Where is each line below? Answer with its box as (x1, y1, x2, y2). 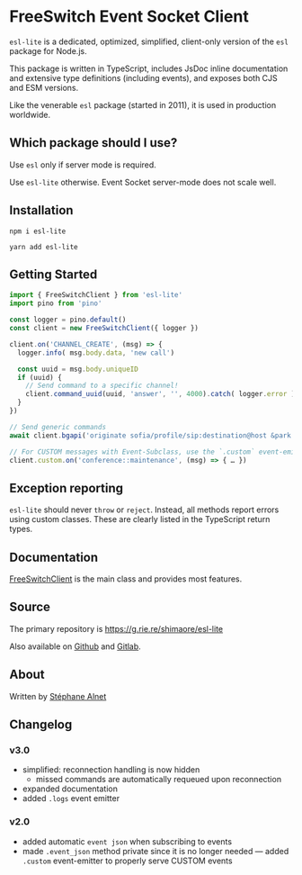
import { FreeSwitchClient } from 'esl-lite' (9, 291, 182, 300)
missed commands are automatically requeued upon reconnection (35, 774, 281, 785)
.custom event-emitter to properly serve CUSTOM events (22, 855, 233, 866)
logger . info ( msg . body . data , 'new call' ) (17, 348, 175, 357)
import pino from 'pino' (9, 299, 102, 308)
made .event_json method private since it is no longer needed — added (22, 845, 289, 856)
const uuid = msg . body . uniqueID (17, 365, 139, 374)
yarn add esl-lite (9, 242, 78, 251)
